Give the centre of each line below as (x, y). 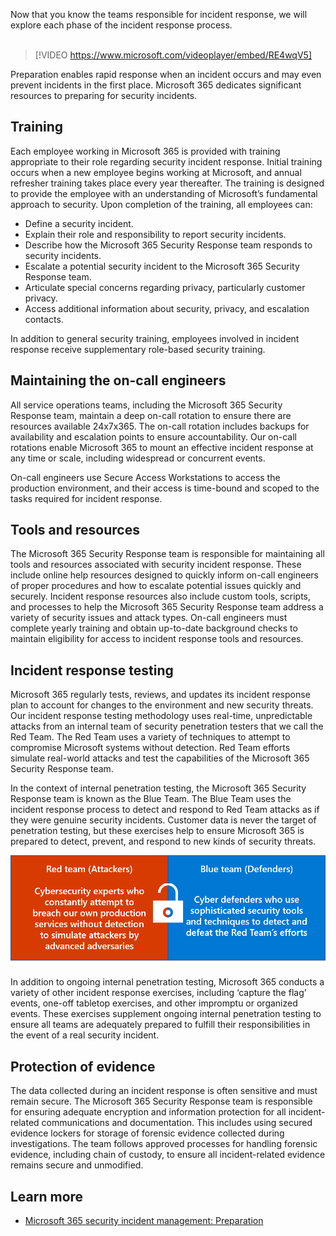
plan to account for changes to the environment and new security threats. (162, 705)
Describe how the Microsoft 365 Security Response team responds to (168, 245)
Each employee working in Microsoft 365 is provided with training (145, 151)
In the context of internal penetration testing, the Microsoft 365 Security (158, 788)
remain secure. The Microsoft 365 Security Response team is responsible (161, 1101)
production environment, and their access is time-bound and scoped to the (165, 488)
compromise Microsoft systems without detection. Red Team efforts (150, 748)
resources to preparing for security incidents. (104, 95)
